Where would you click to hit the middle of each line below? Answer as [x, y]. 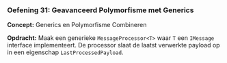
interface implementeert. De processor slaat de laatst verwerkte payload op [113, 45]
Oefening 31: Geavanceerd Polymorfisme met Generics [101, 10]
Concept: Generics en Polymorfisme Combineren [77, 25]
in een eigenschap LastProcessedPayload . [65, 52]
